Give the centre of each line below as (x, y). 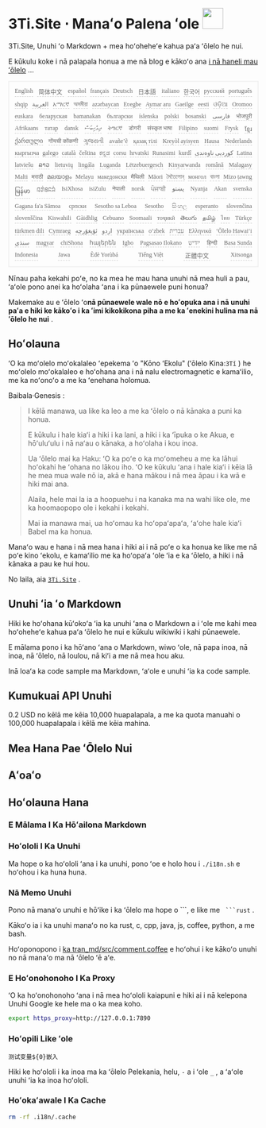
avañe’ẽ (119, 141)
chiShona (72, 242)
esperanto (206, 206)
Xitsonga (241, 254)
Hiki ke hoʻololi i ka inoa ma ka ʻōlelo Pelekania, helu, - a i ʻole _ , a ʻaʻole (126, 1072)
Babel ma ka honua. (60, 531)
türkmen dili (29, 230)
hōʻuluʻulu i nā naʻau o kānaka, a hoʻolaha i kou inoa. (113, 443)
